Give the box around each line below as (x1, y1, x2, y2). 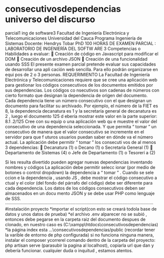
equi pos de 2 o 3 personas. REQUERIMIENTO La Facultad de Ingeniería (5, 71, 150, 77)
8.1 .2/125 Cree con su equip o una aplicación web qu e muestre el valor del (5, 118, 158, 124)
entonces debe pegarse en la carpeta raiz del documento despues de (5, 216, 146, 222)
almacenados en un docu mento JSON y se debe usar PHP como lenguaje (5, 190, 155, 196)
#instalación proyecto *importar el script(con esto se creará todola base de (5, 206, 157, 211)
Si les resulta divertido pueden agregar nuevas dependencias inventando (5, 159, 153, 165)
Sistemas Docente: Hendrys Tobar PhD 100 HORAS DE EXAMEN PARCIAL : (5, 40, 156, 46)
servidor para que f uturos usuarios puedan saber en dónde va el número (5, 134, 153, 140)
